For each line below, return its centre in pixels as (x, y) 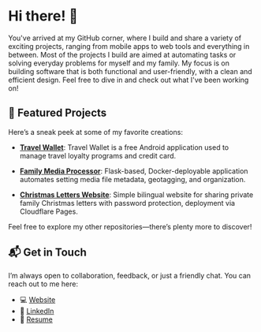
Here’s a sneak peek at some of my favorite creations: (96, 132)
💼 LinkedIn (37, 311)
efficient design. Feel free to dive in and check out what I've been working (129, 80)
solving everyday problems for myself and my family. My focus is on (119, 63)
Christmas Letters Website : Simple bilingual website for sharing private (136, 194)
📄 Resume (36, 319)
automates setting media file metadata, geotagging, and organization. (132, 179)
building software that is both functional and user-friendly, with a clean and (130, 71)
